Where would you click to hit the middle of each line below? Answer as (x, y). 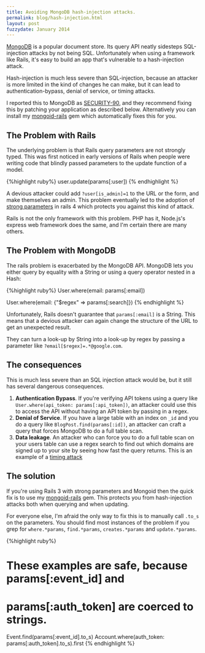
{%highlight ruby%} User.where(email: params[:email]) (76, 290)
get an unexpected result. (39, 327)
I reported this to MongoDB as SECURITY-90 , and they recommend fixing (99, 103)
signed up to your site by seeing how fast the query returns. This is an (104, 450)
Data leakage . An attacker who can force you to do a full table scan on (105, 437)
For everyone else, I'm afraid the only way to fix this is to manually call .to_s (103, 516)
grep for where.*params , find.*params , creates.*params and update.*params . (102, 529)
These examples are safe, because (97, 566)
